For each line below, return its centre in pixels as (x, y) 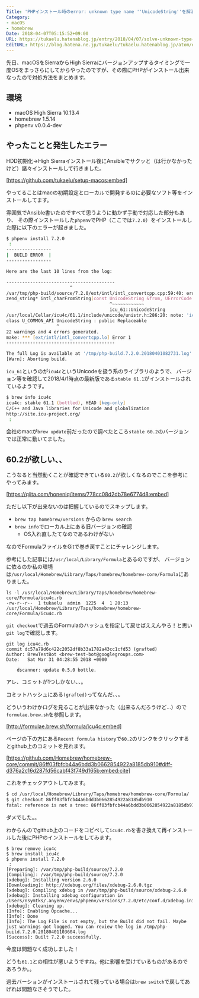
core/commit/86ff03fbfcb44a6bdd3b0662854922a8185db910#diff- (89, 764)
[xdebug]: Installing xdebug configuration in (65, 895)
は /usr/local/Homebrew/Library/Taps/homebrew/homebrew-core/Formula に (95, 574)
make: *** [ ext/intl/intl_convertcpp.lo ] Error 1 (69, 337)
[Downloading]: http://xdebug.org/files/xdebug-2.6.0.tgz (79, 885)
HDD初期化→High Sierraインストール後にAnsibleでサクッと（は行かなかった (99, 160)
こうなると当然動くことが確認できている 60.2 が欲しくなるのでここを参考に (97, 475)
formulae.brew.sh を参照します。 (45, 714)
